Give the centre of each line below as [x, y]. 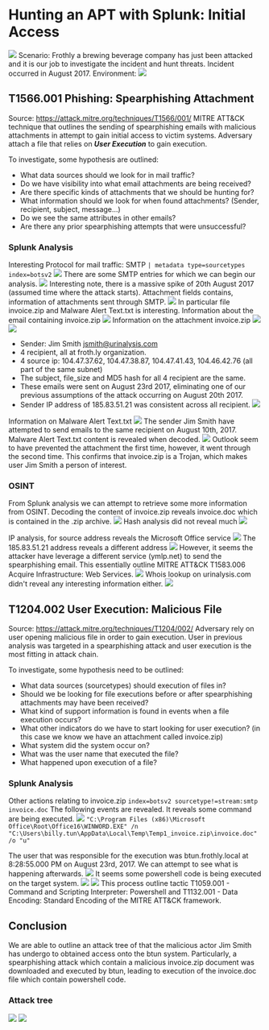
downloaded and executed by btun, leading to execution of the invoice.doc [132, 971]
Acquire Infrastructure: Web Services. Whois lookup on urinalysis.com [130, 574]
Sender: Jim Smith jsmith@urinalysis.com [89, 344]
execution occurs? [51, 720]
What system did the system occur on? [85, 746]
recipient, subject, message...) [70, 209]
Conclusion [38, 926]
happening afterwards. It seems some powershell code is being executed [135, 874]
